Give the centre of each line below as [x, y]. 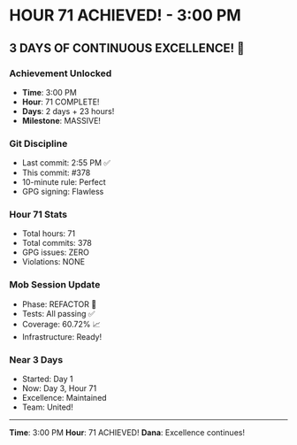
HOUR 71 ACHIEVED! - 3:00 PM [125, 15]
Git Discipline [38, 143]
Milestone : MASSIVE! [61, 120]
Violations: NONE [53, 262]
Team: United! [47, 407]
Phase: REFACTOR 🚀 [59, 304]
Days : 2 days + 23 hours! [68, 111]
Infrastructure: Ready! [62, 336]
